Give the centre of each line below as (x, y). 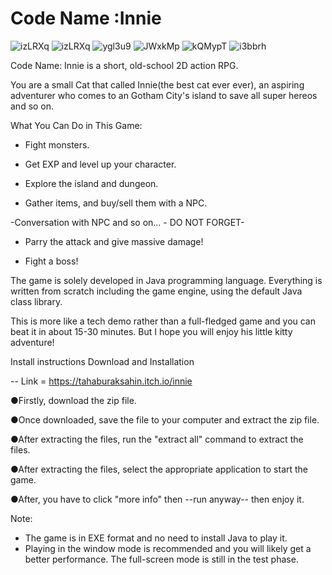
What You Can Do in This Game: (76, 125)
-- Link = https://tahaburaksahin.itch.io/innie (101, 381)
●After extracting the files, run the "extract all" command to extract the (157, 439)
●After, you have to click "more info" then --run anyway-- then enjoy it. (157, 499)
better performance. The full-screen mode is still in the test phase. (161, 559)
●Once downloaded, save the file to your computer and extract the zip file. (165, 419)
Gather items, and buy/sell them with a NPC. (116, 203)
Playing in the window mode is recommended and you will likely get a (168, 548)
